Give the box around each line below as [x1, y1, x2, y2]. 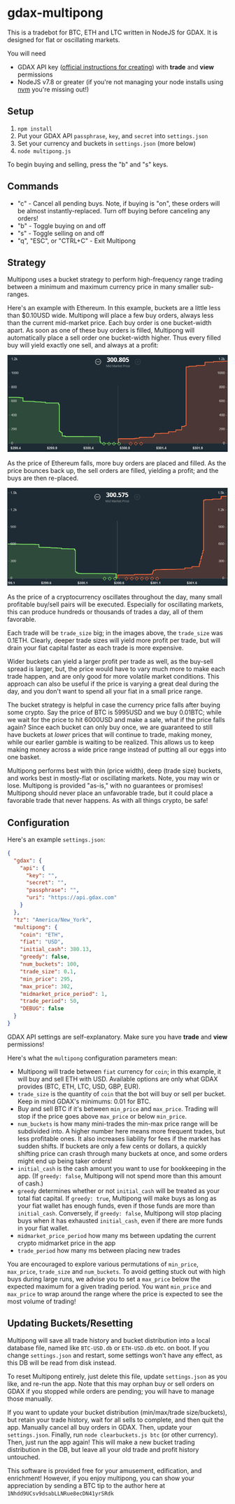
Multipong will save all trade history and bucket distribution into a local [7, 1336, 211, 1345]
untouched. [7, 1453, 41, 1461]
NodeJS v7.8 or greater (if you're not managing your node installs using [17, 77, 224, 86]
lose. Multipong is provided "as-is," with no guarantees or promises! [7, 781, 204, 790]
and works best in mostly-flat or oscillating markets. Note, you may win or [7, 774, 220, 783]
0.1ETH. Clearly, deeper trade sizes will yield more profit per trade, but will [7, 637, 220, 645]
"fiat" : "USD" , [20, 938, 64, 945]
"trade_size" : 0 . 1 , [20, 968, 77, 975]
